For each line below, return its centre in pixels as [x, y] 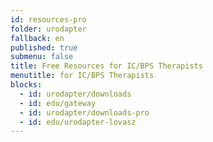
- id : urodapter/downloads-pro [84, 112]
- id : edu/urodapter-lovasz [78, 122]
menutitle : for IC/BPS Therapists [82, 76]
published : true [44, 47]
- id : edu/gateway [58, 103]
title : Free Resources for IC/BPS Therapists [106, 66]
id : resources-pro [48, 19]
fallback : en [37, 38]
